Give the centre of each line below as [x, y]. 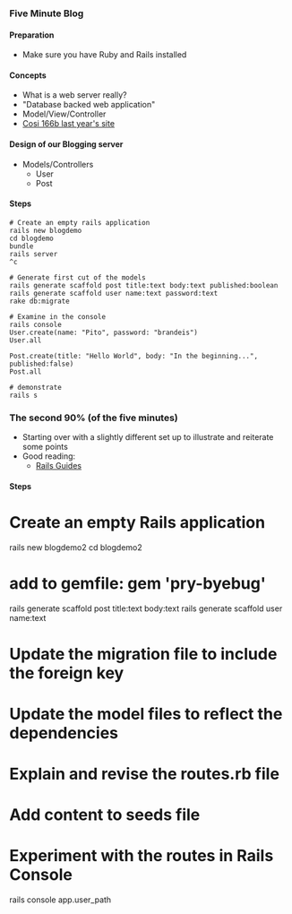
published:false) [42, 364]
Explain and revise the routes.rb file [145, 774]
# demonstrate [36, 387]
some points [45, 447]
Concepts [28, 75]
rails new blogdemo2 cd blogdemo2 [76, 547]
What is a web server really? [74, 95]
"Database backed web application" [89, 105]
